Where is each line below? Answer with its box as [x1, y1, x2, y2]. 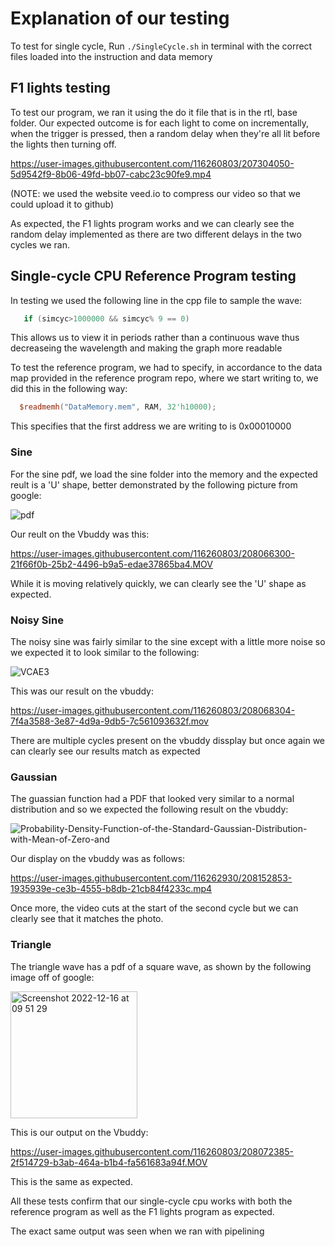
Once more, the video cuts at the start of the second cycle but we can [10, 902, 299, 914]
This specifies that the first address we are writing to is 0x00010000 [10, 420, 292, 432]
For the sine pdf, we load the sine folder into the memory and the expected [10, 468, 318, 480]
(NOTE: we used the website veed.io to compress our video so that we [10, 187, 301, 199]
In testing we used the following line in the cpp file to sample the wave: [10, 294, 303, 306]
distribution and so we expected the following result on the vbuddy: [10, 803, 289, 816]
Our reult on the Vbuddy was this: [10, 528, 150, 540]
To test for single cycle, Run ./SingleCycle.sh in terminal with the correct [10, 40, 313, 52]
